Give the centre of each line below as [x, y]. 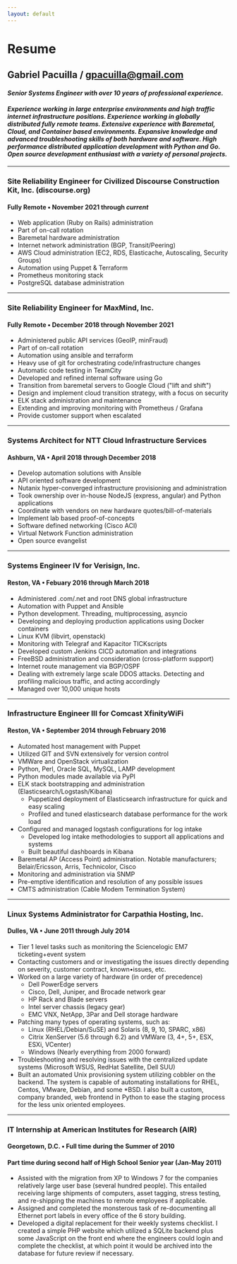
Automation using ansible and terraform [75, 355]
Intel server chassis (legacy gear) [77, 1006]
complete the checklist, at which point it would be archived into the [115, 1246]
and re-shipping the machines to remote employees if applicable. [112, 1201]
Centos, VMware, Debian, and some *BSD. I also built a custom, [110, 1089]
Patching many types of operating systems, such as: [94, 1022]
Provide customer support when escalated [79, 415]
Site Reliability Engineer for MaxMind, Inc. [80, 308]
